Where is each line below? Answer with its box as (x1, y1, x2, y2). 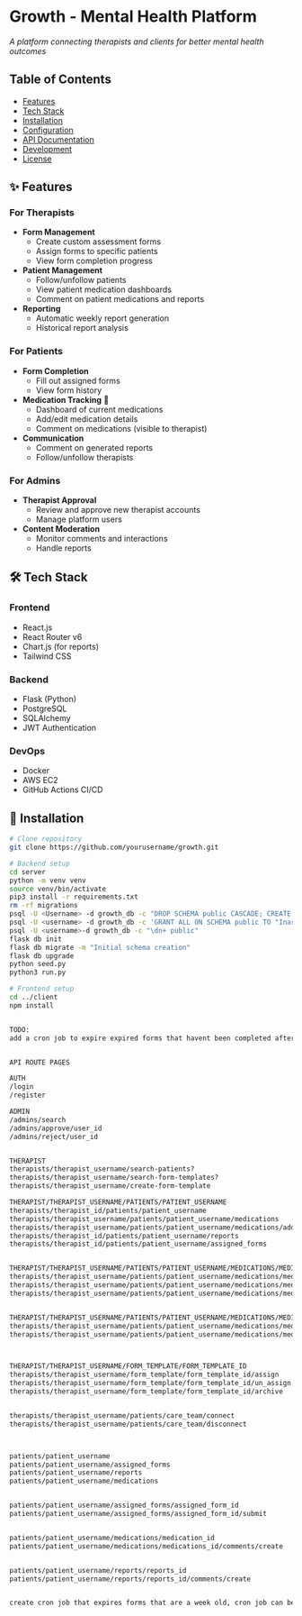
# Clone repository (9, 835, 83, 844)
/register (9, 1091, 47, 1100)
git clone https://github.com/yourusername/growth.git (9, 843, 219, 852)
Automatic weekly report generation (35, 313, 170, 324)
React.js (22, 622, 53, 633)
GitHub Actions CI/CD (22, 784, 103, 795)
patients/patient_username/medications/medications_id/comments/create (9, 1541, 283, 1551)
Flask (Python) (22, 694, 77, 705)
